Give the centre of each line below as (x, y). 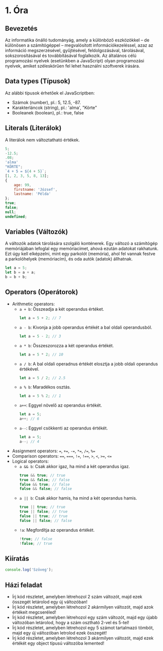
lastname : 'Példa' (32, 194)
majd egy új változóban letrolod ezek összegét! (59, 633)
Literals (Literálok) (33, 128)
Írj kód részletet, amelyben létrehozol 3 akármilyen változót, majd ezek (83, 638)
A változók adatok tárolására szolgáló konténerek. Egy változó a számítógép (81, 243)
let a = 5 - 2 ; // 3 (40, 336)
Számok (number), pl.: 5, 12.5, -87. (46, 102)
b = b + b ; (16, 277)
